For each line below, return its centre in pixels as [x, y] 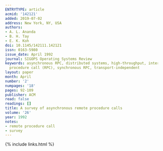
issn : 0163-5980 [21, 50]
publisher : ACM [20, 95]
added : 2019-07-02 [24, 18]
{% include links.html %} [30, 144]
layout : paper [19, 72]
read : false [17, 99]
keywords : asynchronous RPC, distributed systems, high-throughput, [76, 63]
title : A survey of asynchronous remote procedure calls [64, 108]
